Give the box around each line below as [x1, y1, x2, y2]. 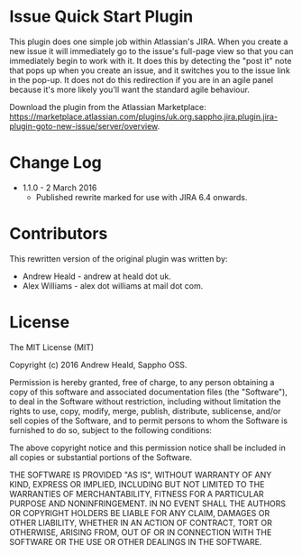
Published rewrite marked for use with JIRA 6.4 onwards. [35, 191, 248, 202]
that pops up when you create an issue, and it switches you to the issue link [9, 65, 290, 76]
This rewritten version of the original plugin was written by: [9, 253, 228, 264]
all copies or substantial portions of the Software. [9, 451, 192, 462]
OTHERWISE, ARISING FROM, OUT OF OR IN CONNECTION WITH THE [9, 526, 272, 538]
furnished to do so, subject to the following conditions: [9, 424, 212, 435]
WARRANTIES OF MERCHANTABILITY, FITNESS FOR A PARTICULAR [9, 488, 264, 499]
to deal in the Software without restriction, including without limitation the [9, 395, 281, 407]
